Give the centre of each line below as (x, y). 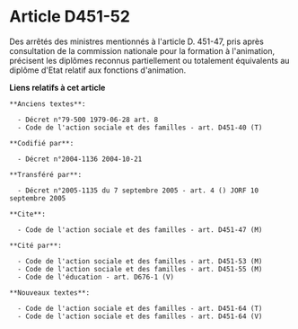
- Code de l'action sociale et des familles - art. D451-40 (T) (140, 128)
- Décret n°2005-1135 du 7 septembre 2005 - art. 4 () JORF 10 (138, 191)
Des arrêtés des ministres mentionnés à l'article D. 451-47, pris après (137, 41)
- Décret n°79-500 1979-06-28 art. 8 (88, 120)
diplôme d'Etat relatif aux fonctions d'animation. (98, 70)
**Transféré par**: (46, 174)
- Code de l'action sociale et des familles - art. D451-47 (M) (140, 230)
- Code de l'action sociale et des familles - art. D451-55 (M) (140, 269)
